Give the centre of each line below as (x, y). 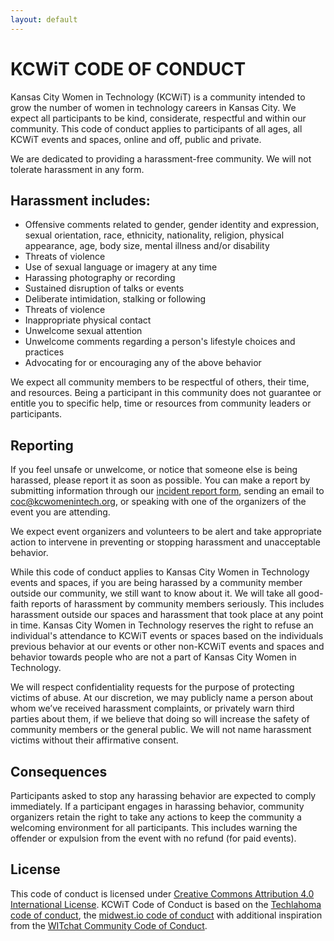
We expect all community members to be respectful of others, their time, (160, 382)
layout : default (44, 19)
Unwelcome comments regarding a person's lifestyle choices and (160, 342)
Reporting (42, 445)
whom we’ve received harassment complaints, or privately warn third (152, 708)
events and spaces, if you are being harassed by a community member (156, 583)
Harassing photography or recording (100, 278)
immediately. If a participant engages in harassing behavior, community (157, 806)
